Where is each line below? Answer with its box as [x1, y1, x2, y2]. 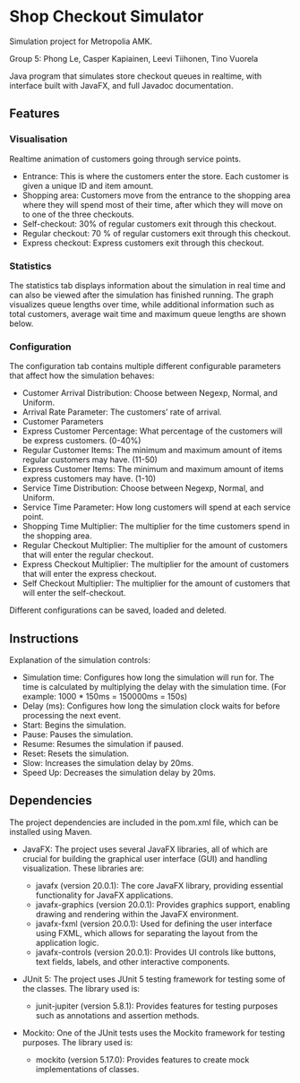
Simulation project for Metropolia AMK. [9, 36, 153, 47]
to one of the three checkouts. [21, 209, 134, 219]
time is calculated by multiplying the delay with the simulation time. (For [21, 682, 287, 692]
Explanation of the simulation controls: [9, 655, 150, 666]
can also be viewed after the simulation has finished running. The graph [9, 289, 274, 300]
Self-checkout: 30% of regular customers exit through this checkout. [21, 218, 277, 229]
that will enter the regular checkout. [21, 549, 154, 561]
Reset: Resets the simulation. [21, 748, 130, 759]
